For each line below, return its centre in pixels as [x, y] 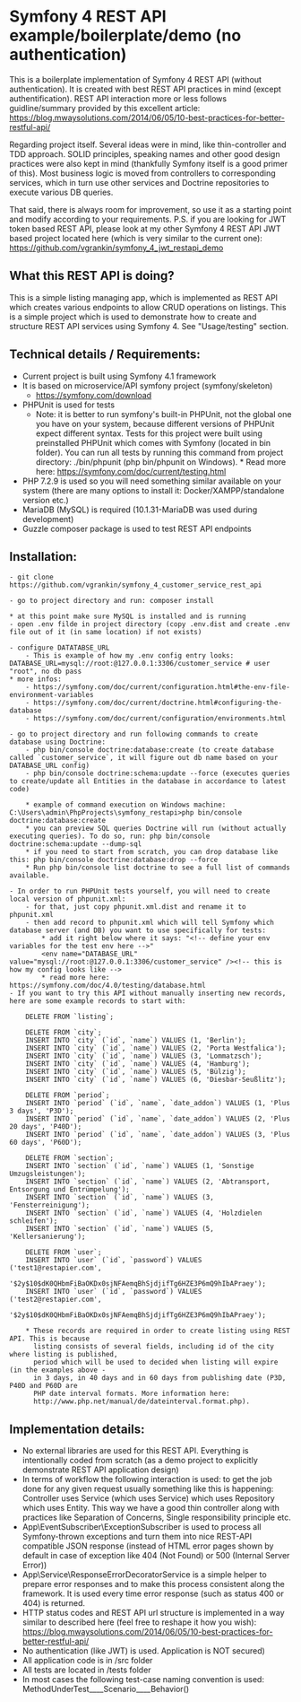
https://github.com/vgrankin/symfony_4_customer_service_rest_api [136, 585]
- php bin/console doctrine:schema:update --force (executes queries [158, 773]
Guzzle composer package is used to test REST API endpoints [137, 528]
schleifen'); [34, 1221]
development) [48, 519]
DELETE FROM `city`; [64, 1033]
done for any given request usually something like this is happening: [148, 1489]
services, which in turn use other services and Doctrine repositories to [139, 182]
